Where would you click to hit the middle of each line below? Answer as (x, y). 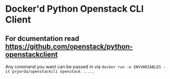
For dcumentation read (42, 38)
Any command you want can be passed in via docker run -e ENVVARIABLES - (86, 67)
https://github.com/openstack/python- (69, 46)
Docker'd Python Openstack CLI (75, 9)
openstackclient (32, 54)
